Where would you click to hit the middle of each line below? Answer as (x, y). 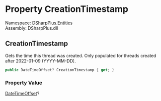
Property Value (24, 83)
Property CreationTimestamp (67, 9)
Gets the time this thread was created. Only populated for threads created (81, 55)
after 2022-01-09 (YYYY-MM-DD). (40, 61)
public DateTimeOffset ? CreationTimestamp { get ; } (60, 70)
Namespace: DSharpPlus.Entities (39, 23)
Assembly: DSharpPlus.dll (32, 28)
